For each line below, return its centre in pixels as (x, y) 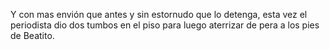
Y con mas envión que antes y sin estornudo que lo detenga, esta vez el (159, 14)
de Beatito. (32, 35)
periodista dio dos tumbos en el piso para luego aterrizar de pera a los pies (165, 25)
